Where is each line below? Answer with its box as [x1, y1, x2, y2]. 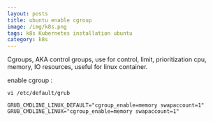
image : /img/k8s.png [7, 23, 68, 30]
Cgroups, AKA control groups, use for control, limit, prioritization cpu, [7, 55, 207, 63]
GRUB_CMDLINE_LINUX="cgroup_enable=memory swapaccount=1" [7, 108, 179, 115]
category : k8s [7, 36, 49, 43]
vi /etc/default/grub [7, 90, 71, 97]
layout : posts [7, 10, 49, 17]
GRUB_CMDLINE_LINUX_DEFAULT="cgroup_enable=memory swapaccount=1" [7, 102, 205, 109]
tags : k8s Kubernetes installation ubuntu [7, 29, 133, 37]
